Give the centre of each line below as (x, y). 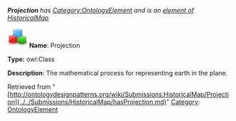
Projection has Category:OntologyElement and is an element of (101, 10)
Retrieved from (29, 87)
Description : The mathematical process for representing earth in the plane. (118, 73)
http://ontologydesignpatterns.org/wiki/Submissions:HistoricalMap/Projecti (119, 94)
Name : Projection (54, 45)
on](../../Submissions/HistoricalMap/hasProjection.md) (87, 102)
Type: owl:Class (31, 59)
